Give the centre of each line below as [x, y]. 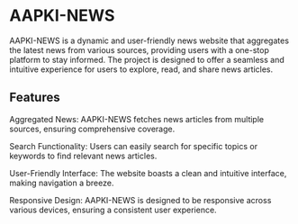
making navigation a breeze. [62, 183]
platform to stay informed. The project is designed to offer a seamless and [147, 59]
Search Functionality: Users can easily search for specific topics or [134, 146]
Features [35, 98]
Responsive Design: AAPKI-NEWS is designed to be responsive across [140, 200]
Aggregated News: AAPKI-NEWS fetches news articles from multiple [136, 119]
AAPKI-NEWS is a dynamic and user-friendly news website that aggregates [149, 40]
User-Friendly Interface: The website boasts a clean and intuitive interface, [148, 173]
